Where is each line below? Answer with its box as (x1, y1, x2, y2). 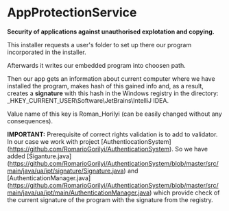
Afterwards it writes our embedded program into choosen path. (7, 61, 186, 69)
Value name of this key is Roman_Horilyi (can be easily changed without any (7, 110, 223, 118)
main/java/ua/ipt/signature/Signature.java (7, 166, 124, 175)
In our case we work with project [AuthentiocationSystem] (7, 137, 171, 145)
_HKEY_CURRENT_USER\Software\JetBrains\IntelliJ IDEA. (7, 96, 169, 104)
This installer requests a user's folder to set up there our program (7, 40, 192, 49)
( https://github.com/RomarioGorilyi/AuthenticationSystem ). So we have (7, 145, 208, 153)
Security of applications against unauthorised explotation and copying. (7, 27, 215, 36)
